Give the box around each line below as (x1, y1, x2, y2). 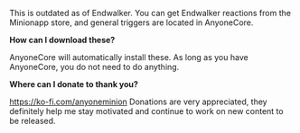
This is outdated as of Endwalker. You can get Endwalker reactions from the (9, 8, 292, 18)
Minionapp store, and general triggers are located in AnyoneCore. (9, 17, 254, 28)
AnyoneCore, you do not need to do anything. (9, 62, 180, 72)
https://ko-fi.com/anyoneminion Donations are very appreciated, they (9, 96, 268, 107)
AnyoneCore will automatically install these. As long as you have (9, 52, 248, 62)
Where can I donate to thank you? (9, 79, 138, 89)
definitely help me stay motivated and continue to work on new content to (9, 106, 284, 116)
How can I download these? (9, 35, 116, 45)
